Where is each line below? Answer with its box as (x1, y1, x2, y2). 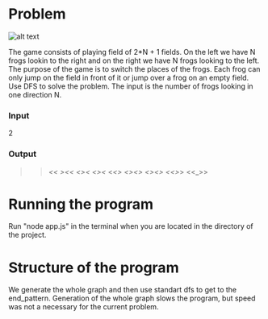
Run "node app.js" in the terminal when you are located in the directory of (8, 222, 254, 231)
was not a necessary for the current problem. (8, 302, 159, 312)
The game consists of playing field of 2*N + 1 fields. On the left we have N (8, 47, 256, 56)
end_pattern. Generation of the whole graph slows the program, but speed (8, 293, 256, 303)
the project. (8, 230, 47, 240)
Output (8, 148, 37, 159)
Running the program (8, 195, 154, 213)
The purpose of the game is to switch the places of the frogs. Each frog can (8, 64, 261, 73)
